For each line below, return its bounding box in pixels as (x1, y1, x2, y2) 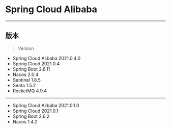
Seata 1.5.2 (12, 82, 36, 88)
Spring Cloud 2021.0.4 (12, 60, 60, 67)
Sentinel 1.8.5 (12, 76, 41, 83)
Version (17, 45, 34, 51)
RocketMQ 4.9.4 (12, 88, 47, 94)
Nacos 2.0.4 (12, 71, 39, 78)
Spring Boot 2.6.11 (12, 66, 50, 72)
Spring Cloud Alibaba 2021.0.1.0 (12, 102, 80, 108)
